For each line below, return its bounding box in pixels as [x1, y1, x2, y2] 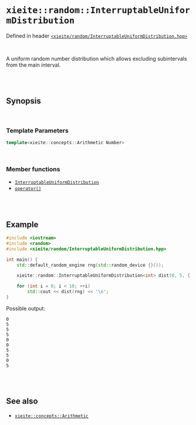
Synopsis [6, 96, 41, 106]
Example [6, 220, 39, 230]
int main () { [6, 257, 38, 263]
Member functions [6, 165, 60, 173]
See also [6, 396, 38, 406]
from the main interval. [6, 61, 61, 68]
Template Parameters [6, 126, 69, 134]
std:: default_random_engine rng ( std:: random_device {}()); [16, 262, 164, 268]
